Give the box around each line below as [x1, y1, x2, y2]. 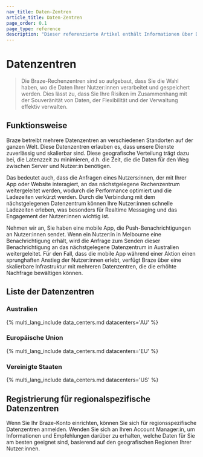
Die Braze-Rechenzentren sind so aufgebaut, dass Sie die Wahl [21, 77, 179, 85]
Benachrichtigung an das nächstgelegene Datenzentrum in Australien [6, 243, 179, 251]
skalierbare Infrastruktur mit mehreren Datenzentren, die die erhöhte [6, 262, 177, 270]
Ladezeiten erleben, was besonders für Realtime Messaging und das [6, 206, 177, 213]
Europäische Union [6, 334, 63, 342]
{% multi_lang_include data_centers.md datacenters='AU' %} [6, 319, 159, 326]
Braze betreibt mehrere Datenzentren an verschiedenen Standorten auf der [6, 137, 193, 144]
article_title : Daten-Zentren [6, 15, 83, 21]
